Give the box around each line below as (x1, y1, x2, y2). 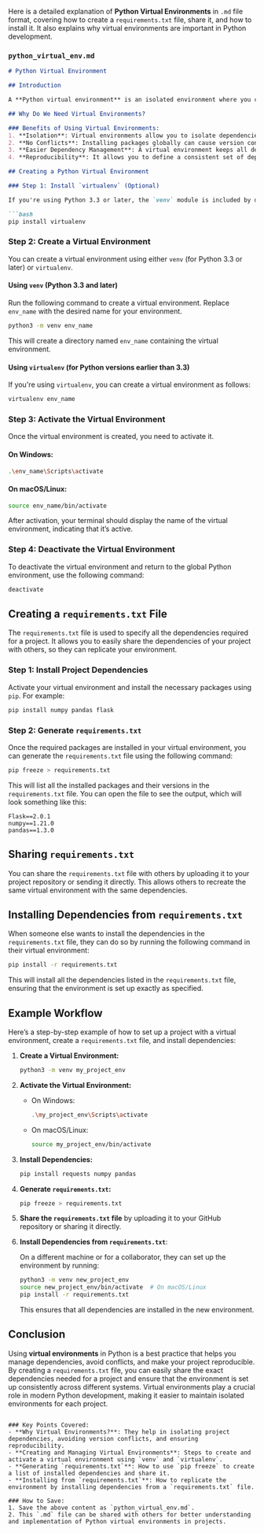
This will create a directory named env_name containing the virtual (8, 336, 218, 345)
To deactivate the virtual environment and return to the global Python (8, 562, 232, 571)
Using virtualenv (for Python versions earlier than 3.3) (8, 362, 190, 372)
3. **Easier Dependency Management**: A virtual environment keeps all (8, 146, 247, 154)
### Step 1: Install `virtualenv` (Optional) (8, 182, 159, 190)
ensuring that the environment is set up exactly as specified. (8, 984, 204, 993)
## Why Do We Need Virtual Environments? (8, 109, 146, 117)
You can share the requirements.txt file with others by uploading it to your (8, 868, 250, 878)
